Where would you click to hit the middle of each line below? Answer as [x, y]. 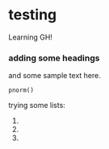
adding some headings [54, 58]
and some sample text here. [55, 76]
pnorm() [21, 90]
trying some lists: [37, 106]
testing [33, 15]
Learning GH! [30, 37]
